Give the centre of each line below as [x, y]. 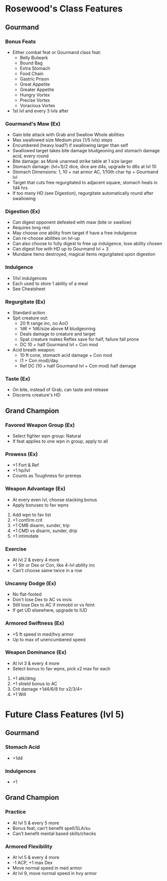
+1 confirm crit [27, 520]
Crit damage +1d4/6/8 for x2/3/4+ [48, 689]
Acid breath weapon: [34, 350]
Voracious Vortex [38, 105]
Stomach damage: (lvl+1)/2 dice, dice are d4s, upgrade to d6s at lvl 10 [84, 167]
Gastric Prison [34, 79]
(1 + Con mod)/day [39, 360]
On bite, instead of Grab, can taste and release [60, 390]
